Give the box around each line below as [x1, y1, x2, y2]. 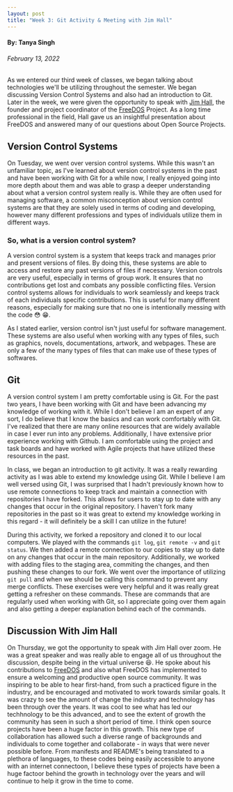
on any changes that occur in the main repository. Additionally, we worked [7, 553, 220, 561]
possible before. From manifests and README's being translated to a [7, 747, 205, 756]
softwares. [7, 353, 38, 363]
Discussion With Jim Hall [7, 625, 118, 637]
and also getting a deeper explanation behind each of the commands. [7, 604, 207, 614]
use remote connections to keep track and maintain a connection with [7, 487, 207, 496]
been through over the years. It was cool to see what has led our [7, 703, 193, 711]
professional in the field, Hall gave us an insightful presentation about [7, 113, 206, 121]
